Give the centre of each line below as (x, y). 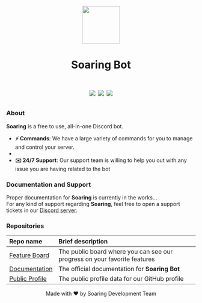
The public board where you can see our (116, 252)
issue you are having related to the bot (63, 169)
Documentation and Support (49, 184)
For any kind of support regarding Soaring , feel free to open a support (93, 204)
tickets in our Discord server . (42, 210)
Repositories (25, 226)
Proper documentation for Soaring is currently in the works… (82, 198)
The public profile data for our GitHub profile (121, 279)
